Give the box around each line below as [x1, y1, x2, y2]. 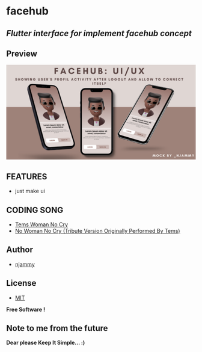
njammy [14, 261, 35, 268]
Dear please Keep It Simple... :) [6, 339, 85, 347]
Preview [6, 48, 38, 58]
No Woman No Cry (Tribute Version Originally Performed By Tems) [14, 227, 180, 235]
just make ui [14, 188, 45, 195]
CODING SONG [6, 205, 64, 215]
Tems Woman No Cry [14, 221, 68, 228]
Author [6, 245, 33, 255]
